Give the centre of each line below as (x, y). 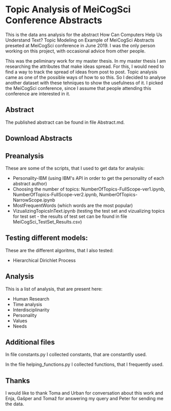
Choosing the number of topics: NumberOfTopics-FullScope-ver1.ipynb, (89, 189)
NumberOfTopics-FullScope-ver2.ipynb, (55, 194)
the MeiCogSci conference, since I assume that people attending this (78, 88)
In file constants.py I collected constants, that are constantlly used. (76, 354)
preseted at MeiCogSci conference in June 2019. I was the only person (80, 45)
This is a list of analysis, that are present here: (54, 289)
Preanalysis (25, 156)
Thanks (18, 380)
